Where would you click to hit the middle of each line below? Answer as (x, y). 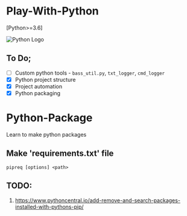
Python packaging (38, 93)
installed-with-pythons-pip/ (49, 206)
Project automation (38, 86)
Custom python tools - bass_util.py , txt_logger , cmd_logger (90, 73)
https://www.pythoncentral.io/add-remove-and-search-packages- (98, 200)
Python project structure (45, 79)
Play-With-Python (53, 11)
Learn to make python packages (46, 134)
